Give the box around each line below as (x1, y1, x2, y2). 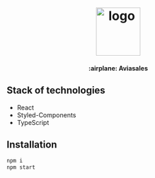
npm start (6, 164, 36, 171)
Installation (6, 138, 57, 150)
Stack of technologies (6, 85, 105, 97)
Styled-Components (16, 110, 76, 119)
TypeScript (16, 118, 50, 126)
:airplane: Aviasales (88, 64, 148, 72)
